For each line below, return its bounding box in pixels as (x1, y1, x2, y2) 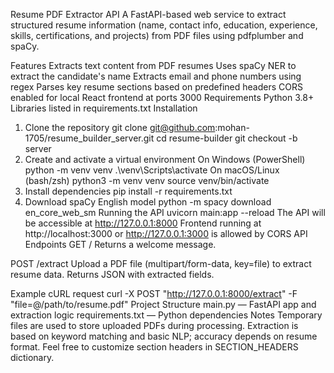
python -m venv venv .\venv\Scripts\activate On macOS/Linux (24, 164, 280, 176)
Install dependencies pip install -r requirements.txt (24, 185, 233, 197)
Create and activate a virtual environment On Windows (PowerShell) (24, 154, 306, 165)
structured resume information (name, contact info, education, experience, (10, 19, 318, 31)
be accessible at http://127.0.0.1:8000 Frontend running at (24, 217, 262, 229)
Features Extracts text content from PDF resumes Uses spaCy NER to (10, 60, 297, 71)
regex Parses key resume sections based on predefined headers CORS (10, 81, 303, 93)
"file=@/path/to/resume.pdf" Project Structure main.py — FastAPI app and (10, 299, 317, 310)
